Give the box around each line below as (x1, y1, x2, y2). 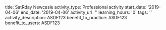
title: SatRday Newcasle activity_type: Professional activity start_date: (5, 4, 147, 10)
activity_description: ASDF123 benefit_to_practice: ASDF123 (5, 15, 127, 20)
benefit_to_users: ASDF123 (5, 20, 60, 26)
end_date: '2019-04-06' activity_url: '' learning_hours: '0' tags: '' (20, 9, 152, 15)
